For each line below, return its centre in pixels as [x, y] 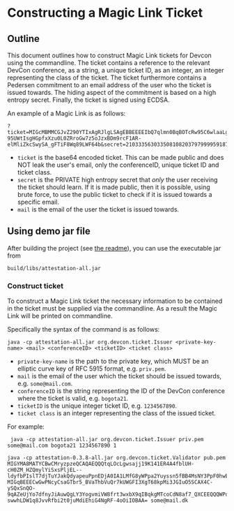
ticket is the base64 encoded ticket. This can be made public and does [120, 157]
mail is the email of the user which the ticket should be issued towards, [119, 376]
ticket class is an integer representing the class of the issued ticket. [116, 413]
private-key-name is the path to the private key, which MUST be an [113, 362]
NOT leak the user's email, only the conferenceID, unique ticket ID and [118, 165]
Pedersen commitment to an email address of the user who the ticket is [110, 85]
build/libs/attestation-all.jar [54, 268]
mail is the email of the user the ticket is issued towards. [98, 209]
